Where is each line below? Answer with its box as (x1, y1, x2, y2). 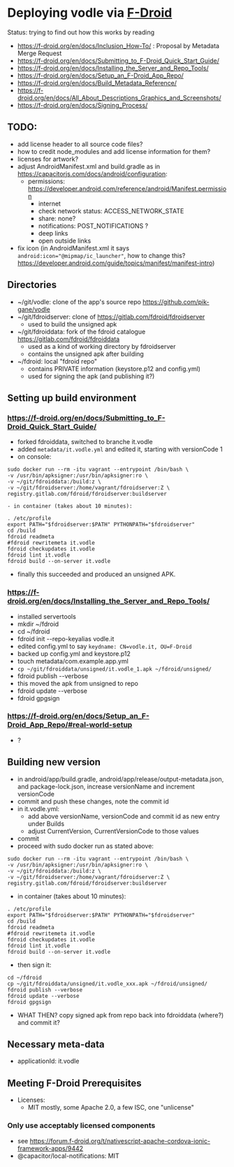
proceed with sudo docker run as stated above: (17, 841, 154, 850)
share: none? (38, 214, 76, 222)
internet (38, 199, 61, 208)
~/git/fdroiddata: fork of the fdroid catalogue (17, 327, 146, 336)
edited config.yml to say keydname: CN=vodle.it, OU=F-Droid (17, 642, 192, 650)
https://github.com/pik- (142, 297, 210, 306)
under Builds (27, 819, 65, 828)
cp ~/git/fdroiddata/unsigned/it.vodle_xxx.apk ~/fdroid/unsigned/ (7, 980, 208, 987)
